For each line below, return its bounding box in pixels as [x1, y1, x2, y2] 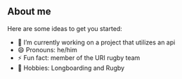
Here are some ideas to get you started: [7, 24, 123, 32]
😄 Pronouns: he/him [17, 45, 77, 54]
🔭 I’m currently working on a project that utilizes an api [17, 38, 176, 47]
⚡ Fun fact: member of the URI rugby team [17, 53, 141, 62]
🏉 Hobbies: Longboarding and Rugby [17, 63, 125, 72]
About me [7, 6, 51, 18]
